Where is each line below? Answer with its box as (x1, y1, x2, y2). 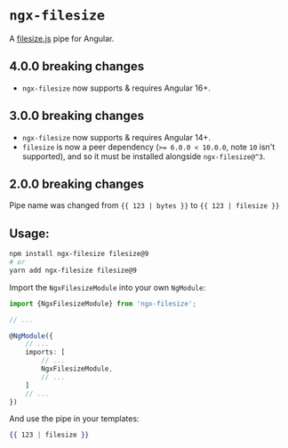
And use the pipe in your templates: (9, 413, 140, 424)
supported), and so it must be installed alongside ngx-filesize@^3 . (21, 150, 266, 162)
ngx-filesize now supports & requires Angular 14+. (21, 132, 212, 142)
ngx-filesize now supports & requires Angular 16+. (21, 83, 211, 93)
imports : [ (25, 348, 66, 357)
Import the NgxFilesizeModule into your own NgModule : (9, 282, 206, 292)
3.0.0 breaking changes (9, 108, 145, 124)
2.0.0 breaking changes (9, 176, 145, 191)
